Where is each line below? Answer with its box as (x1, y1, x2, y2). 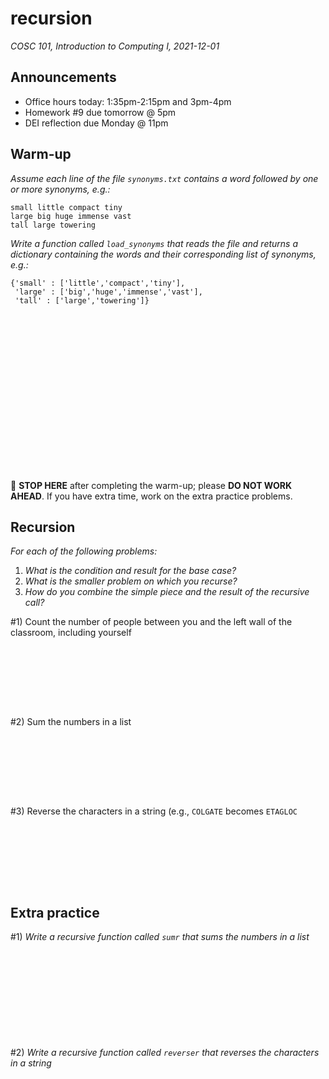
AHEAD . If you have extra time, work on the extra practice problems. (10, 490, 293, 502)
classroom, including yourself (10, 627, 132, 639)
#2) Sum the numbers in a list (10, 716, 132, 728)
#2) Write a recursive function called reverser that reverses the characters (10, 1047, 320, 1059)
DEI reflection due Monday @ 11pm (24, 117, 169, 129)
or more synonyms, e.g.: (10, 183, 111, 195)
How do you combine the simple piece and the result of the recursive (24, 586, 310, 598)
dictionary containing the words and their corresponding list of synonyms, (10, 248, 317, 260)
